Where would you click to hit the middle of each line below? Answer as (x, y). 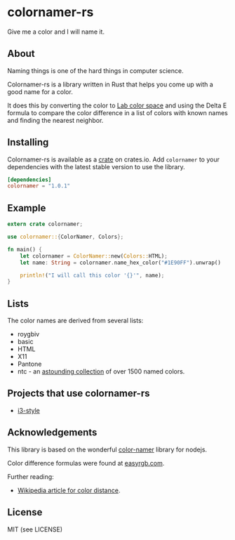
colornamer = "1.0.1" (39, 186)
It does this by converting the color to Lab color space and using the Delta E (117, 105)
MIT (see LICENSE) (35, 529)
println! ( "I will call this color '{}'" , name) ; (92, 275)
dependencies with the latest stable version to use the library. (96, 166)
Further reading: (31, 476)
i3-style (29, 410)
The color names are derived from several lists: (75, 321)
